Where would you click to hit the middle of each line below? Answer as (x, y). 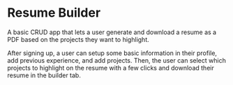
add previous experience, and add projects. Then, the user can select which (117, 60)
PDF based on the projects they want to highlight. (78, 39)
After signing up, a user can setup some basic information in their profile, (112, 53)
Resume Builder (54, 13)
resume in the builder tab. (44, 75)
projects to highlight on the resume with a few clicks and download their (111, 68)
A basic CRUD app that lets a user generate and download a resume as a (112, 32)
